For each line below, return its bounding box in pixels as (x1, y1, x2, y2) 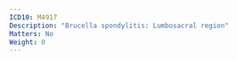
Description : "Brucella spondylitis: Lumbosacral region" (9, 21, 229, 30)
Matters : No (9, 29, 53, 38)
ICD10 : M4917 (9, 12, 58, 22)
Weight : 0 (9, 37, 46, 47)
